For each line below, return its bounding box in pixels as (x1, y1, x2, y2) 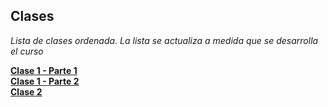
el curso (10, 45, 44, 57)
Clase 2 (10, 85, 43, 98)
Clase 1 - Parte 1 (10, 64, 78, 76)
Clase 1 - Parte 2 (10, 75, 80, 87)
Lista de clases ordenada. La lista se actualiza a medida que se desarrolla (10, 34, 319, 46)
